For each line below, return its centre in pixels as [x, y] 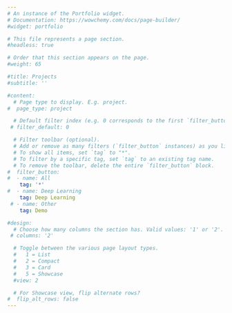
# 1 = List [32, 255]
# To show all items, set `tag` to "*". [72, 153]
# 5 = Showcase [38, 274]
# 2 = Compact [37, 261]
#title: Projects [32, 77]
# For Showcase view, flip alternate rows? [77, 293]
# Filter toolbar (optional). [57, 140]
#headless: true [30, 46]
